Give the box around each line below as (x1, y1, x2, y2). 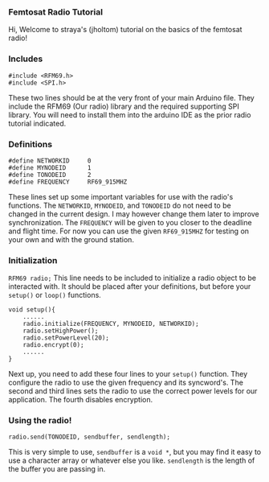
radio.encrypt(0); (22, 341, 84, 349)
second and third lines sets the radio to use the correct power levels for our (8, 386, 258, 396)
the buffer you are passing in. (8, 464, 106, 474)
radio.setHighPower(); (22, 327, 99, 336)
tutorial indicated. (8, 118, 67, 128)
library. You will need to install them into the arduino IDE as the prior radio (8, 109, 251, 119)
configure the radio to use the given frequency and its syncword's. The (8, 377, 243, 388)
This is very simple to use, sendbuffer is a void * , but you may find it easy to (8, 447, 262, 457)
